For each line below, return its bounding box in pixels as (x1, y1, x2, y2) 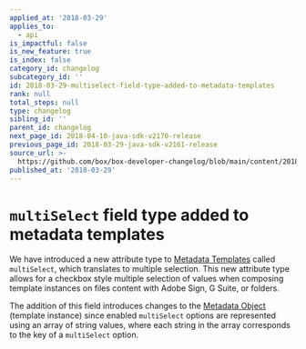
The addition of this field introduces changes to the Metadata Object (9, 301, 266, 312)
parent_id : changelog (9, 124, 92, 133)
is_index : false (9, 55, 71, 65)
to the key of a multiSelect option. (9, 329, 139, 341)
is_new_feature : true (9, 47, 92, 56)
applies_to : (9, 22, 55, 31)
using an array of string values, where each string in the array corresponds (9, 320, 291, 331)
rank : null (9, 89, 51, 98)
